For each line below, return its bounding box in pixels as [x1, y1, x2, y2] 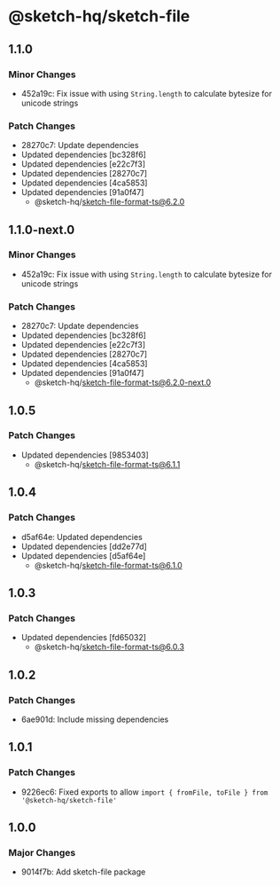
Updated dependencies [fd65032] [20, 632, 147, 643]
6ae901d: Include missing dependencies [20, 714, 169, 725]
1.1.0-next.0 [8, 222, 75, 237]
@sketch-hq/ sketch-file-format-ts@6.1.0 [34, 560, 183, 570]
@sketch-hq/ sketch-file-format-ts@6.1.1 [34, 459, 181, 469]
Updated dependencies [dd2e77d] [20, 541, 147, 552]
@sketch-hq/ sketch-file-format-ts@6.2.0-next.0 [34, 377, 212, 388]
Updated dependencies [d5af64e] [20, 550, 146, 561]
